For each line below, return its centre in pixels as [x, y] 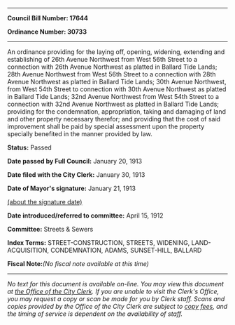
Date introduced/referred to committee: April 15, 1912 [85, 215]
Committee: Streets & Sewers [50, 229]
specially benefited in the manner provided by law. [80, 134]
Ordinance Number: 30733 [47, 32]
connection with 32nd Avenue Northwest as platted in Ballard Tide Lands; [113, 104]
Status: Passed [30, 147]
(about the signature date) [45, 202]
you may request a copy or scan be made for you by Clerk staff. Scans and [116, 299]
